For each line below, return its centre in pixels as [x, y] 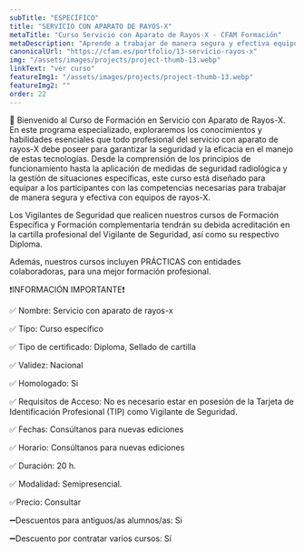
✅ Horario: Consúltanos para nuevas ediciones [97, 447]
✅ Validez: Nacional [46, 365]
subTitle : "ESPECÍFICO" [54, 18]
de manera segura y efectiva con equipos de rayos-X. [110, 197]
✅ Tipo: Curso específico [57, 328]
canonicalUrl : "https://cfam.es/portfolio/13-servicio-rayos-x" [133, 52]
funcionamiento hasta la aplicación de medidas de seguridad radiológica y [148, 168]
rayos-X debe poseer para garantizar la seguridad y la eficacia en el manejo [151, 149]
